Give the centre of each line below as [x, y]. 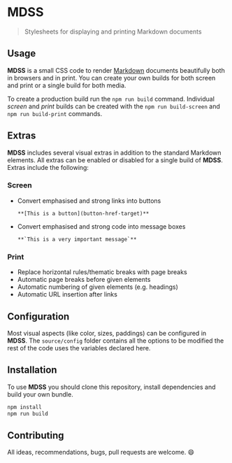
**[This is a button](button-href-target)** [83, 213]
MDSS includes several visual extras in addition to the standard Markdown [114, 152]
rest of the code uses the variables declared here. [79, 348]
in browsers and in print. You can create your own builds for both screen [111, 78]
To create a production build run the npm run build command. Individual [111, 99]
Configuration [38, 316]
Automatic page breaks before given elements [84, 280]
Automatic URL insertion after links [67, 294]
